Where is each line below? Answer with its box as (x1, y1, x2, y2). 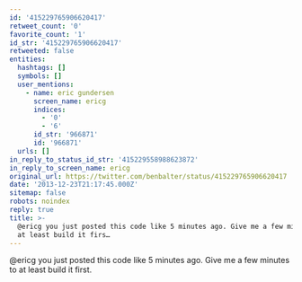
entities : (9, 55, 47, 64)
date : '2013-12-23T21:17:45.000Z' (9, 181, 139, 189)
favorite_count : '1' (9, 30, 87, 39)
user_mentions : (17, 80, 75, 89)
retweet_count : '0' (9, 22, 83, 31)
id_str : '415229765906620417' (9, 38, 123, 48)
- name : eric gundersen (25, 88, 115, 97)
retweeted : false (9, 47, 75, 56)
